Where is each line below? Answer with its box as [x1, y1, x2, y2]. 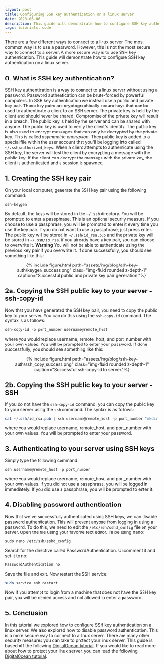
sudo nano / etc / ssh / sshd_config [5, 538, 71, 544]
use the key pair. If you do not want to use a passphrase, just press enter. [5, 226, 153, 232]
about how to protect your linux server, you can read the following [5, 648, 138, 654]
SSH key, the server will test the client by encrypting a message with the [5, 149, 150, 155]
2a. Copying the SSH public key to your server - [5, 287, 153, 295]
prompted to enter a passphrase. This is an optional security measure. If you [5, 216, 159, 222]
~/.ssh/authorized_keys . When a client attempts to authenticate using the [5, 144, 153, 150]
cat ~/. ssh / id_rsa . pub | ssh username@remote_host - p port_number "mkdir [5, 416, 159, 421]
